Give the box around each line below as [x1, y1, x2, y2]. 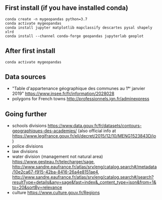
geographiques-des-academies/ [12, 128, 77, 134]
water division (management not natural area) [12, 154, 103, 159]
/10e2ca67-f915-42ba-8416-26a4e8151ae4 [12, 169, 98, 175]
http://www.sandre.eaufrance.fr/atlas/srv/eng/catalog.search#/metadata [12, 164, 157, 170]
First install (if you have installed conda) [5, 4, 128, 12]
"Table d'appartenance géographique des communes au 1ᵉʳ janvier [12, 86, 146, 92]
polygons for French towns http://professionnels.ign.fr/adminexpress [12, 96, 149, 102]
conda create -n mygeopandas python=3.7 [5, 16, 88, 21]
